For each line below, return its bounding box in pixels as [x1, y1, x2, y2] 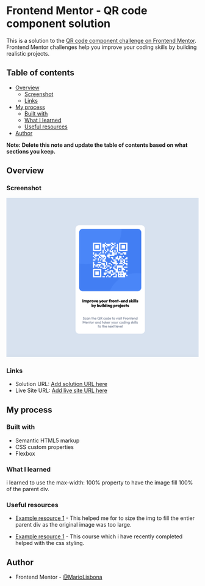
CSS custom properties [15, 443, 74, 450]
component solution [6, 17, 111, 31]
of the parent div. [6, 486, 50, 493]
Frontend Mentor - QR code [6, 4, 148, 18]
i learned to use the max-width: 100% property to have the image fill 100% [6, 479, 193, 486]
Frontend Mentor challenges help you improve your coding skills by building [6, 43, 197, 51]
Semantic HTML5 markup [15, 437, 80, 444]
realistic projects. [6, 50, 50, 57]
